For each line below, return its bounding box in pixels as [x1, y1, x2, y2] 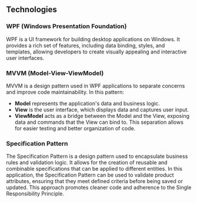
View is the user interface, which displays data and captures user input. [14, 106, 189, 113]
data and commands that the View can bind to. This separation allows [14, 119, 184, 126]
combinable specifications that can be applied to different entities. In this [6, 165, 183, 172]
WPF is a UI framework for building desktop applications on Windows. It [6, 35, 181, 43]
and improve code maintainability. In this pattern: [6, 88, 125, 96]
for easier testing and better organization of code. [14, 124, 136, 131]
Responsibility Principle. [6, 190, 65, 197]
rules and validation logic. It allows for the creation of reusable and [6, 159, 168, 166]
